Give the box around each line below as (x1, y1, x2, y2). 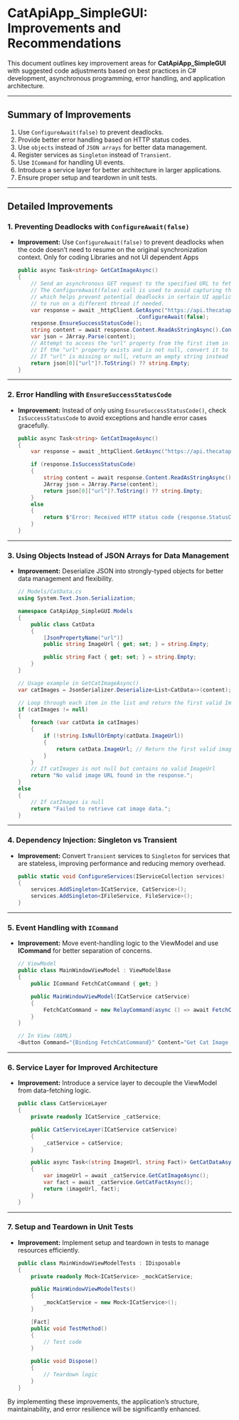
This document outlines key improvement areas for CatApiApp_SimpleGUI (7, 58, 226, 67)
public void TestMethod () (31, 1325, 108, 1332)
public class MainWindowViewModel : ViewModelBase (17, 967, 171, 974)
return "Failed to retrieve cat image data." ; (31, 805, 171, 813)
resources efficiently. (17, 1246, 80, 1254)
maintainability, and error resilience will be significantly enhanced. (7, 1404, 201, 1413)
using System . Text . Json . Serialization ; (17, 595, 137, 602)
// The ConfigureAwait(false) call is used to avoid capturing (31, 287, 222, 294)
